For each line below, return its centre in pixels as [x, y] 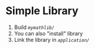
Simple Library [42, 11]
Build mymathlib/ [34, 27]
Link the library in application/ [52, 40]
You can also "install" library [48, 33]
